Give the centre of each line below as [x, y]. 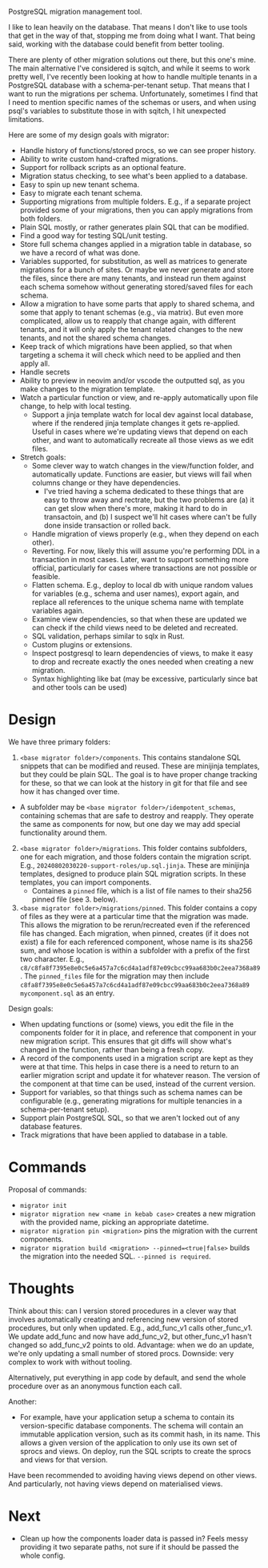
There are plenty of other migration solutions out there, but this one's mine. [132, 60]
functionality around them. [64, 833]
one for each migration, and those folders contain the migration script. [136, 857]
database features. [51, 1126]
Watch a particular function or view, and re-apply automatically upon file [139, 397]
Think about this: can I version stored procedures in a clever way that [122, 1311]
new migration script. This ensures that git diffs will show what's [126, 1041]
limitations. [26, 119]
